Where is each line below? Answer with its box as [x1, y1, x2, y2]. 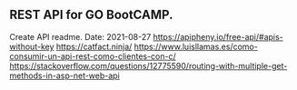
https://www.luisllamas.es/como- [134, 41, 259, 52]
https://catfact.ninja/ [55, 41, 133, 52]
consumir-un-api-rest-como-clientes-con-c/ [9, 50, 177, 62]
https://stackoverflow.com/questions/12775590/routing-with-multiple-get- [9, 60, 288, 71]
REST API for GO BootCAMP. [9, 7, 173, 23]
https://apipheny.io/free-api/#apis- [153, 31, 283, 42]
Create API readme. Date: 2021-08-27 [9, 31, 152, 42]
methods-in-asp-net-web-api [9, 70, 120, 81]
